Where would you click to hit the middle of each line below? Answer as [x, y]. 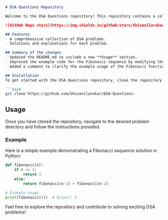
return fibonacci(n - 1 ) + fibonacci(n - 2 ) [66, 183]
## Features [17, 34]
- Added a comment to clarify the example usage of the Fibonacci [76, 66]
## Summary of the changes [33, 52]
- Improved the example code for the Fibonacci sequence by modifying [80, 62]
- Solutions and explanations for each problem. [57, 43]
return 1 [32, 174]
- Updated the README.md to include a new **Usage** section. [71, 57]
